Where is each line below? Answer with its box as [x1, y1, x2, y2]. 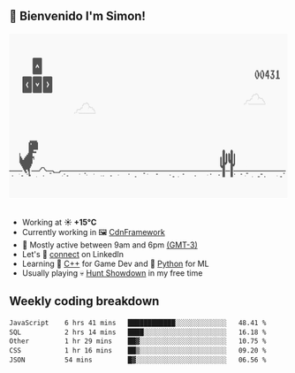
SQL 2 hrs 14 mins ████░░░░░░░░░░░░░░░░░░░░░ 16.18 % [9, 328, 267, 337]
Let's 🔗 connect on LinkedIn [21, 248, 125, 259]
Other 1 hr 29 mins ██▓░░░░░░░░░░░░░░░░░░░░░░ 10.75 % [9, 337, 267, 346]
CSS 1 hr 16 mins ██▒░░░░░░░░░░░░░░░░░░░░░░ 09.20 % [9, 346, 267, 355]
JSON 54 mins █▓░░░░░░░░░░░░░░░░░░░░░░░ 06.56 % [9, 355, 267, 365]
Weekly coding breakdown [9, 293, 160, 309]
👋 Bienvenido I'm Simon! [9, 9, 146, 24]
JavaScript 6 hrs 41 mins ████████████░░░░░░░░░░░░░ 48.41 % [9, 318, 267, 327]
